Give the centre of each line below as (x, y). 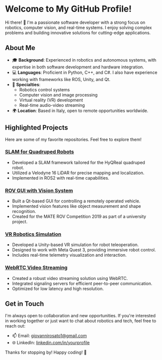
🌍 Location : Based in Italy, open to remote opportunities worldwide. (80, 111)
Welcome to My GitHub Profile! (68, 9)
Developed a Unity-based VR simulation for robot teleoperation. (75, 245)
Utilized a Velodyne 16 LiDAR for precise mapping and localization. (78, 173)
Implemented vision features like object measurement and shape (76, 206)
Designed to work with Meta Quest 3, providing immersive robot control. (84, 250)
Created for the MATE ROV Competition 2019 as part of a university (79, 216)
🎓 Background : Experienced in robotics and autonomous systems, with (84, 60)
